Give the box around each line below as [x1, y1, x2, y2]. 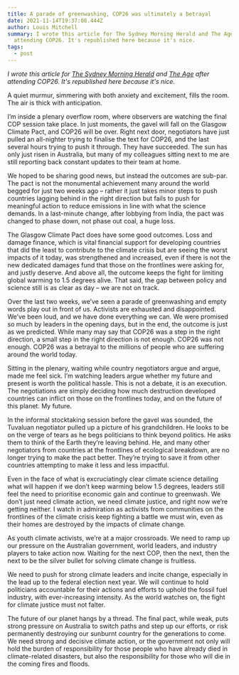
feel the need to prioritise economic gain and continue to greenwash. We [7, 489, 221, 498]
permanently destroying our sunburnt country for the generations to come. [7, 629, 226, 637]
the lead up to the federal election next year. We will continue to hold [7, 578, 209, 586]
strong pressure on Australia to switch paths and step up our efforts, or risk [7, 622, 228, 630]
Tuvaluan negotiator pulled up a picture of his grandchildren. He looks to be [7, 422, 229, 431]
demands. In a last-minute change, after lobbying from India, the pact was [7, 209, 224, 218]
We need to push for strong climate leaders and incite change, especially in [7, 570, 228, 578]
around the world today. [7, 350, 78, 358]
